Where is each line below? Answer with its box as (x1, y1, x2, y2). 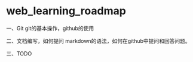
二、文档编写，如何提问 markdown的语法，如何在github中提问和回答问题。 (6, 37, 191, 44)
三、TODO (6, 49, 32, 57)
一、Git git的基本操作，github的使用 (6, 24, 94, 32)
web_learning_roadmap (6, 4, 127, 18)
